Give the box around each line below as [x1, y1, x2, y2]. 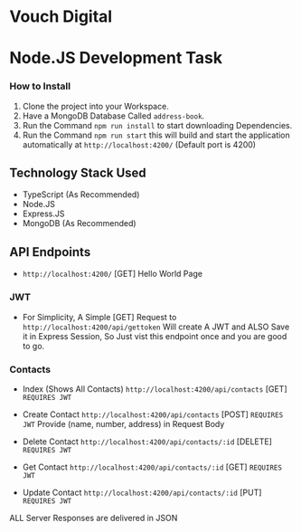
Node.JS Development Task [9, 48, 223, 69]
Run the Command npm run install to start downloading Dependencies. [22, 119, 293, 130]
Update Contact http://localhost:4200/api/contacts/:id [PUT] [22, 487, 262, 498]
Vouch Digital [9, 6, 113, 27]
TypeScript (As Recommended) [22, 189, 140, 200]
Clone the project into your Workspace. [22, 100, 169, 111]
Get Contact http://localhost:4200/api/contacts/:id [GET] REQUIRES [22, 461, 283, 472]
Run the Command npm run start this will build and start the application [22, 129, 291, 140]
